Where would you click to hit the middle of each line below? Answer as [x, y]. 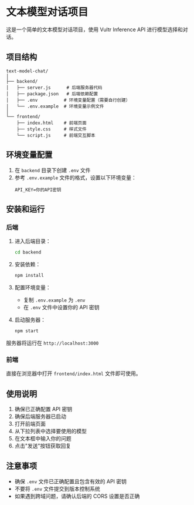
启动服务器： [30, 320]
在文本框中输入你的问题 [43, 438]
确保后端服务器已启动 [40, 416]
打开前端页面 [30, 423]
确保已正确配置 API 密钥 [43, 409]
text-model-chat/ [27, 71]
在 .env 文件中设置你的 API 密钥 [61, 307]
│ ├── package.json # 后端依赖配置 [52, 94]
